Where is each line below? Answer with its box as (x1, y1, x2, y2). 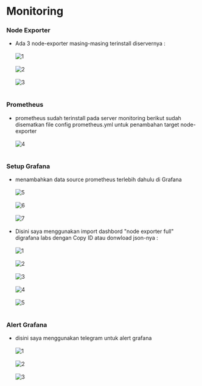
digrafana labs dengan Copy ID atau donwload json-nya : (15, 234, 158, 241)
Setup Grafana (6, 162, 50, 170)
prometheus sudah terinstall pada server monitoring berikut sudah (15, 114, 181, 121)
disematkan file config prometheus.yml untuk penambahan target (15, 121, 179, 128)
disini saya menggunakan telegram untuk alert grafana (15, 334, 152, 342)
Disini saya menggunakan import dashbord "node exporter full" (15, 227, 174, 235)
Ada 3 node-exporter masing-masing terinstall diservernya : (15, 40, 166, 47)
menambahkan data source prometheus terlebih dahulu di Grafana (15, 176, 183, 184)
